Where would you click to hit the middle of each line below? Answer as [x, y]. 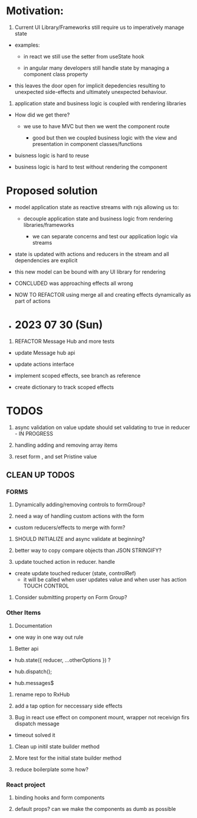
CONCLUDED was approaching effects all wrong [74, 283]
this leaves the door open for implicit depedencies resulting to [90, 85]
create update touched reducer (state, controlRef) [75, 573]
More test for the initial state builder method [68, 758]
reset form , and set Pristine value [56, 456]
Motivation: [35, 11]
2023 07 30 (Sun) [59, 325]
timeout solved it [35, 735]
